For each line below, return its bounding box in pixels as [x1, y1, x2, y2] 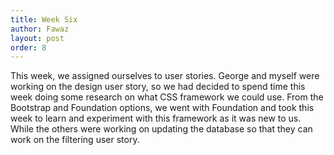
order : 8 [10, 42, 47, 53]
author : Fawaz [10, 24, 70, 34]
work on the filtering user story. [10, 134, 140, 146]
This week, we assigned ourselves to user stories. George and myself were [10, 70, 320, 82]
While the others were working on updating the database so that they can [10, 123, 313, 135]
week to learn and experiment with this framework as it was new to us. [10, 112, 302, 125]
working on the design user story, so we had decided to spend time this [10, 81, 306, 93]
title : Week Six [10, 14, 78, 25]
